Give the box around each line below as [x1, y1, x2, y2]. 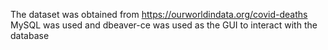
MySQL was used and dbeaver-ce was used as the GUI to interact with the [10, 19, 318, 31]
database [10, 30, 50, 41]
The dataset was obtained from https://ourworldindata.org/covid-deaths [10, 9, 308, 20]
